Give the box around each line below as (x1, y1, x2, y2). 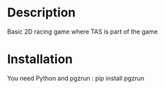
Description (7, 5, 76, 21)
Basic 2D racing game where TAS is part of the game (7, 27, 158, 36)
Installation (7, 51, 73, 67)
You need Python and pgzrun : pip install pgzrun (7, 74, 145, 82)
